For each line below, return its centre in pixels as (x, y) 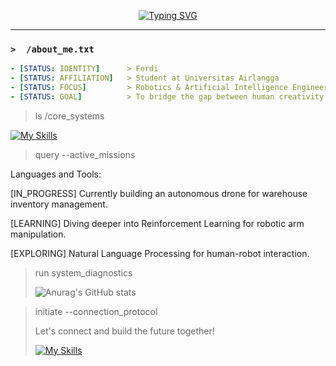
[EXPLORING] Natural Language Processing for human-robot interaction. (160, 253)
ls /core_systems (69, 116)
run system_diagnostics (83, 272)
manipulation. (38, 234)
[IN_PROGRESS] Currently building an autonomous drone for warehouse (159, 193)
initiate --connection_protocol (96, 311)
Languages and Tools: (56, 174)
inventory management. (59, 204)
